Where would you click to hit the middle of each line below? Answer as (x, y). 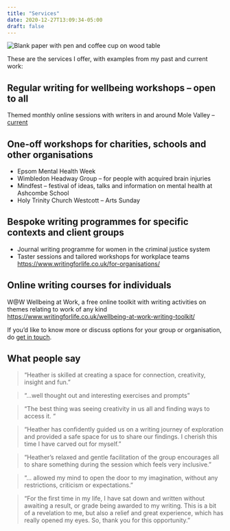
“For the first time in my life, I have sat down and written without (114, 499)
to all (18, 98)
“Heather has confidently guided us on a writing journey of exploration (124, 429)
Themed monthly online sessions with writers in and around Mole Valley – (111, 115)
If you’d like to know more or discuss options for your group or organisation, (114, 329)
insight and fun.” (47, 382)
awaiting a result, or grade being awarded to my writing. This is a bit (120, 506)
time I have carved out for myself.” (72, 444)
